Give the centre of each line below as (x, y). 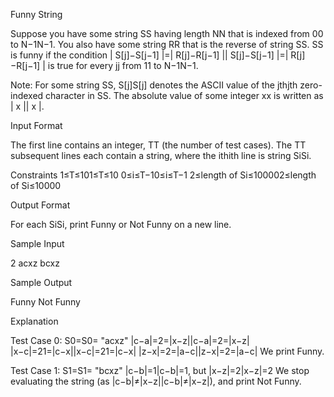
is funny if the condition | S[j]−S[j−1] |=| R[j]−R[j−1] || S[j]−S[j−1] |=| (149, 55)
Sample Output (41, 282)
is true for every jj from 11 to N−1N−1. (123, 65)
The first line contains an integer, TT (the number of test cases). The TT (158, 145)
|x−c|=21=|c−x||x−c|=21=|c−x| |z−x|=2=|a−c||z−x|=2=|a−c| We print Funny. (167, 351)
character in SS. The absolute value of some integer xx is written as (184, 95)
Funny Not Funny (45, 302)
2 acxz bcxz (35, 263)
